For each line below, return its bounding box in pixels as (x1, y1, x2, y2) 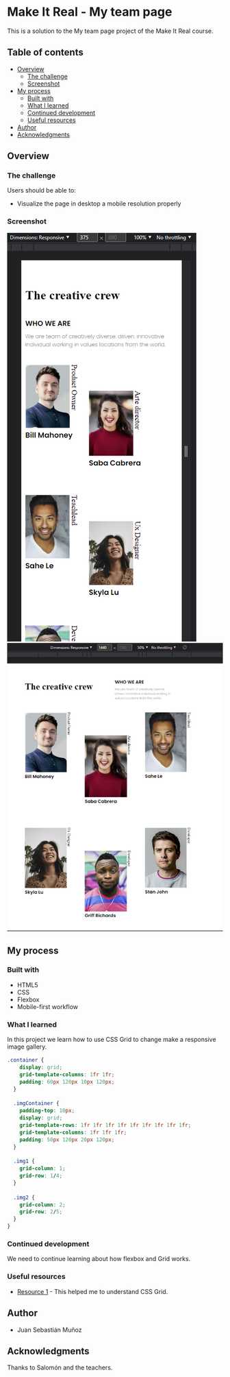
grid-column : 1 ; (19, 1165, 66, 1172)
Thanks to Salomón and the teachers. (7, 1363, 113, 1372)
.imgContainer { (13, 1100, 60, 1107)
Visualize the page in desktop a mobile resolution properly (16, 199, 181, 208)
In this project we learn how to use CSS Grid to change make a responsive (7, 1036, 217, 1044)
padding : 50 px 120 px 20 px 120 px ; (19, 1136, 115, 1143)
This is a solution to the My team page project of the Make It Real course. (7, 27, 214, 35)
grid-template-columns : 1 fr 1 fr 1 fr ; (19, 1129, 127, 1136)
